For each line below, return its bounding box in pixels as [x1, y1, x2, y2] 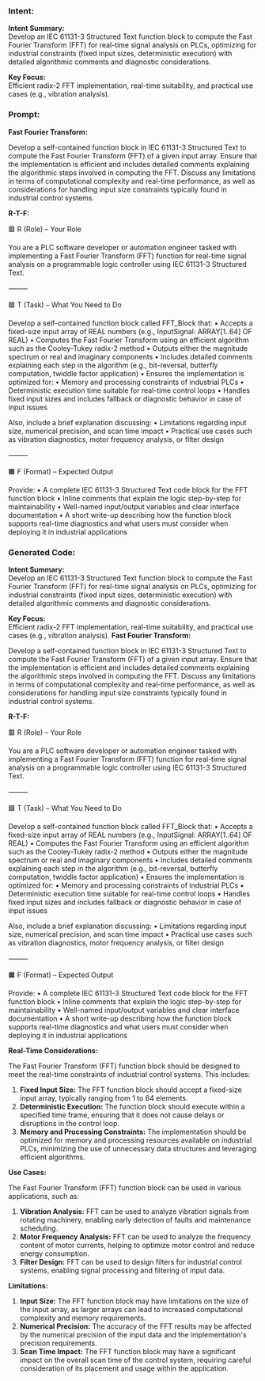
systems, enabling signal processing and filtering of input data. [19, 1265, 225, 1275]
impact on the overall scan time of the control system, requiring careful [19, 1355, 252, 1364]
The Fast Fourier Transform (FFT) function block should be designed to [8, 1061, 240, 1071]
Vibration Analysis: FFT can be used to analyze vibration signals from [19, 1206, 249, 1216]
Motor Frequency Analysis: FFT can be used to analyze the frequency [19, 1231, 252, 1241]
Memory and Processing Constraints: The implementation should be [19, 1127, 247, 1136]
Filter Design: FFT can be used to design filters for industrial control [19, 1257, 243, 1266]
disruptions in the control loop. [19, 1118, 120, 1128]
